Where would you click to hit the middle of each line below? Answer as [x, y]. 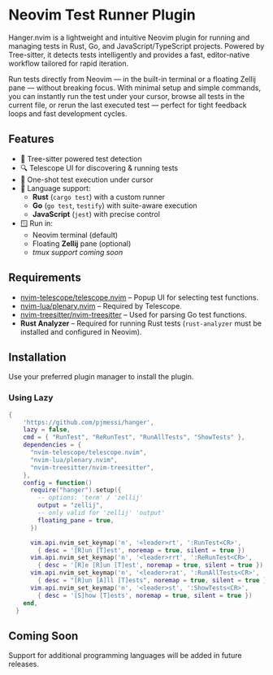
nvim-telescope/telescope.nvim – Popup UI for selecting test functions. [139, 297]
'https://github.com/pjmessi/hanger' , [89, 422]
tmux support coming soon [78, 252]
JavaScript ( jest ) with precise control [96, 214]
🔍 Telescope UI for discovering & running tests [99, 167]
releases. [24, 664]
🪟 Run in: [36, 223]
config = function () [58, 482]
